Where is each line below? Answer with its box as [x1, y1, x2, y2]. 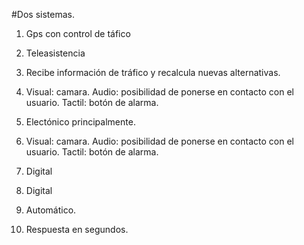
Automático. [25, 204, 77, 216]
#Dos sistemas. [11, 9, 76, 20]
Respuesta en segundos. [25, 224, 129, 235]
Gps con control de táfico [25, 28, 131, 39]
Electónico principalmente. [25, 116, 136, 128]
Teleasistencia [25, 47, 86, 59]
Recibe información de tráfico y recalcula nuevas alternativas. [25, 67, 281, 78]
